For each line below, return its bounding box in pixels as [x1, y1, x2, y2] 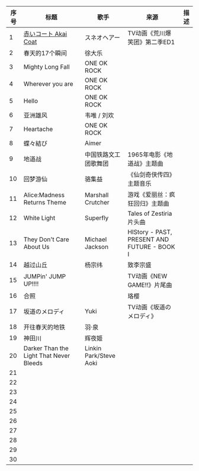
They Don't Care [23, 235, 69, 243]
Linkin [85, 344, 102, 352]
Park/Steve [85, 352, 115, 360]
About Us [23, 243, 50, 251]
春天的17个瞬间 [23, 49, 67, 57]
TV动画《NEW [127, 272, 168, 280]
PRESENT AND [127, 235, 169, 243]
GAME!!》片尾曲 [127, 281, 172, 289]
